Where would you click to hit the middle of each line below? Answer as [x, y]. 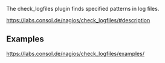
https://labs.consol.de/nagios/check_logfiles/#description [78, 20]
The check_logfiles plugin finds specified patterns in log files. [83, 9]
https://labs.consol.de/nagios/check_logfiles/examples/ [76, 53]
